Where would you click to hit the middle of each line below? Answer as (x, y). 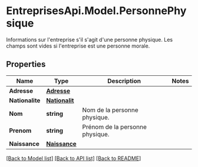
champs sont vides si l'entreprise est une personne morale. (78, 46)
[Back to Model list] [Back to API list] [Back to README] (74, 158)
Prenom (20, 131)
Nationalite (25, 100)
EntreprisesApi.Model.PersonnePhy (96, 11)
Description (124, 81)
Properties (26, 64)
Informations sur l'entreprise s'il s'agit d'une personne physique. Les (89, 39)
